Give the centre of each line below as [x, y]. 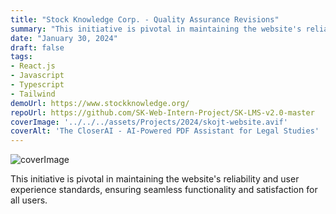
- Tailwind [33, 94]
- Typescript [37, 85]
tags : [21, 57]
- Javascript [37, 76]
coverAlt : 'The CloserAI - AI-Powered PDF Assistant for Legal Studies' [165, 131]
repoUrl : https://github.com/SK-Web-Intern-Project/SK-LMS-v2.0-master [162, 112]
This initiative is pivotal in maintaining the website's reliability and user [155, 179]
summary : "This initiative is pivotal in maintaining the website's [156, 29]
